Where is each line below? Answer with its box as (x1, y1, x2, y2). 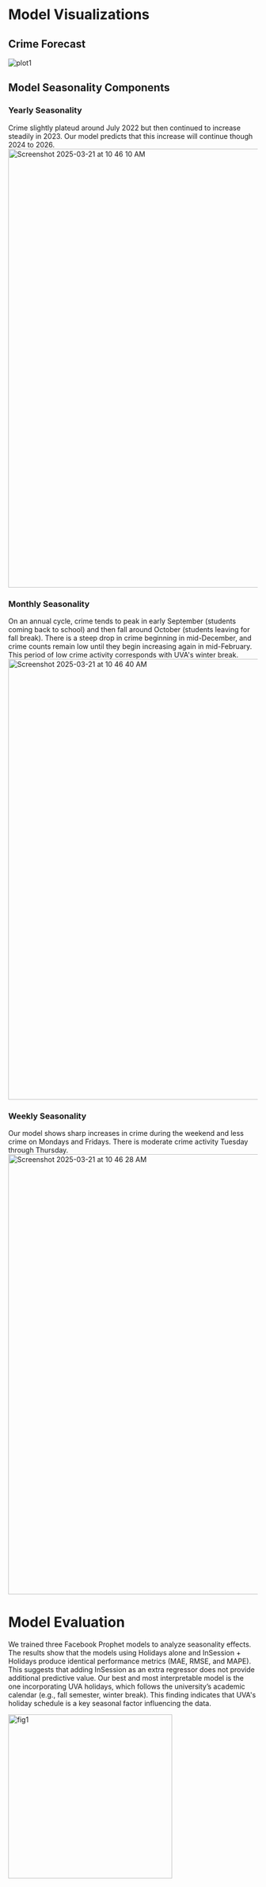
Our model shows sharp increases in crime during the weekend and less (8, 1129, 244, 1138)
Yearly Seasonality (8, 105, 82, 116)
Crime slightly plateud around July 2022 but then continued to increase (8, 123, 241, 132)
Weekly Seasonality (8, 1110, 87, 1122)
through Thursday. (8, 1145, 69, 1155)
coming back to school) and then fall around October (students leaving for (8, 624, 250, 634)
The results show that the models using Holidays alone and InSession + (8, 1648, 241, 1658)
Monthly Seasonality (8, 598, 90, 609)
